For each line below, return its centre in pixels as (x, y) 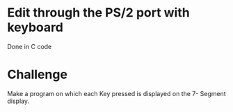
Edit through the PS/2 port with (98, 13)
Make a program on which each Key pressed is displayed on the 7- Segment (116, 93)
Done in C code (30, 46)
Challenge (38, 75)
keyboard (35, 27)
